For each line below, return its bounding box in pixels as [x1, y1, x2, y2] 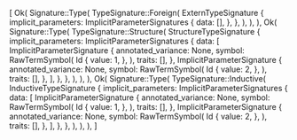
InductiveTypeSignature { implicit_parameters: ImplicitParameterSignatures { [9, 83, 288, 93]
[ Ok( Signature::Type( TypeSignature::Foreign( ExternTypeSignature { [9, 8, 264, 18]
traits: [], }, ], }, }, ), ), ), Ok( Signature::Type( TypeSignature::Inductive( [9, 74, 266, 83]
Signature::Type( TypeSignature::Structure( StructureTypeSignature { [9, 27, 261, 36]
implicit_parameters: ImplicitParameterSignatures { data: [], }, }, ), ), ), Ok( [9, 17, 277, 27]
